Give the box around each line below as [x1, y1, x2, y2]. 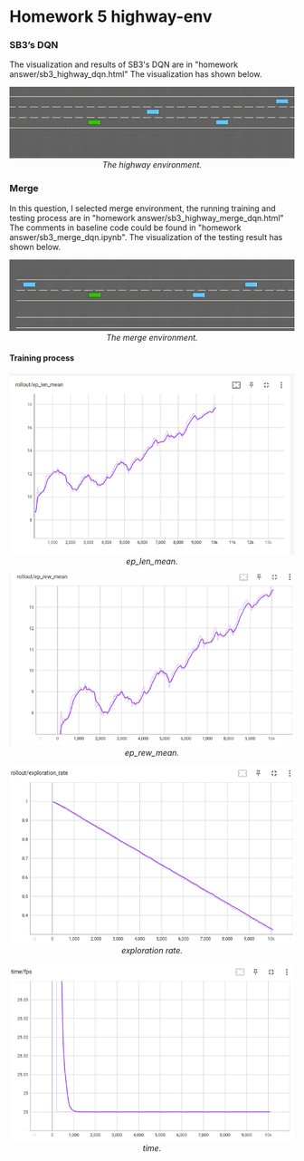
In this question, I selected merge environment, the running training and [9, 202, 276, 214]
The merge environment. [106, 332, 198, 343]
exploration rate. [120, 944, 184, 955]
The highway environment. [102, 160, 202, 170]
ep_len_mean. [126, 556, 178, 567]
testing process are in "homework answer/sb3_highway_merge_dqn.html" [9, 212, 284, 223]
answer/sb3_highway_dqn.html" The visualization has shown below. [9, 69, 262, 80]
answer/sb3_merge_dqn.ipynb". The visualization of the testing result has [9, 231, 283, 242]
